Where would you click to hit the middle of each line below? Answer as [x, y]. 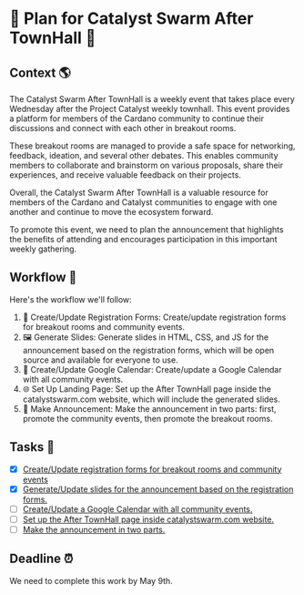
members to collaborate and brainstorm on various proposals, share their [147, 165]
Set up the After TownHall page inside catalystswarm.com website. [148, 519]
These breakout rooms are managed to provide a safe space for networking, [152, 146]
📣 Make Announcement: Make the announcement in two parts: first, [149, 408]
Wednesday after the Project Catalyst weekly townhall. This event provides [150, 109]
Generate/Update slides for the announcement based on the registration [158, 489]
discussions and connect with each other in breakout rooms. [123, 128]
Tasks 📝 [32, 447]
